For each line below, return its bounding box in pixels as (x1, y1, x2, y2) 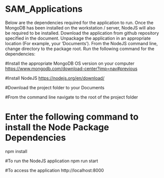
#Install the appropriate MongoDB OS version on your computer (5, 60, 134, 66)
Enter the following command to (5, 111, 139, 123)
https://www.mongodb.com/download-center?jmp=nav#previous (5, 65, 138, 72)
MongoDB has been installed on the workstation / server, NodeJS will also (5, 25, 156, 30)
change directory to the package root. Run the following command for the (5, 46, 155, 51)
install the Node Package (5, 122, 109, 133)
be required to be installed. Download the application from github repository (5, 30, 159, 36)
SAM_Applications (5, 3, 83, 15)
